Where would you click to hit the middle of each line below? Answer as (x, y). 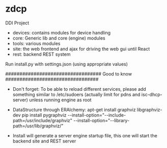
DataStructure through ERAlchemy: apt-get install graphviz (74, 109)
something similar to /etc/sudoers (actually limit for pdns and (76, 94)
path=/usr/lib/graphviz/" (38, 126)
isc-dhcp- (152, 94)
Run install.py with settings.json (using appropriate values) (67, 64)
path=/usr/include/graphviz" (43, 120)
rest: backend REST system (41, 54)
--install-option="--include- (97, 115)
